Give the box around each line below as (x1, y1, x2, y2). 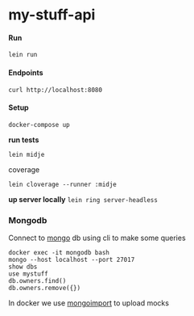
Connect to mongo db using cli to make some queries (8, 233, 187, 243)
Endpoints (8, 67, 43, 78)
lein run (8, 51, 38, 59)
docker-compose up (8, 120, 70, 129)
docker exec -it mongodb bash (8, 249, 110, 257)
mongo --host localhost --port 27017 (8, 256, 135, 264)
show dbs (8, 263, 38, 272)
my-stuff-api (8, 6, 96, 24)
